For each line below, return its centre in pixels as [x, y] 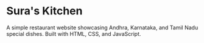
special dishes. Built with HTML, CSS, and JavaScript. [74, 33]
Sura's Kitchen [44, 11]
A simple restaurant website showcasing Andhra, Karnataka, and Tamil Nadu [102, 27]
